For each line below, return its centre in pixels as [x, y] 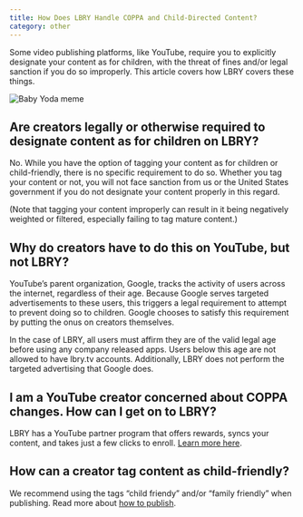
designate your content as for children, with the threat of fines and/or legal [149, 62]
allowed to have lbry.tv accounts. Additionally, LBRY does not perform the [147, 359]
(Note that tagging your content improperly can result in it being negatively [149, 210]
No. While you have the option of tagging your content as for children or [144, 163]
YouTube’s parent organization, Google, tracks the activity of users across [147, 284]
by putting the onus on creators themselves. [92, 322]
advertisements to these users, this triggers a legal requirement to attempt [148, 303]
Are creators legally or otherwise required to [137, 127]
